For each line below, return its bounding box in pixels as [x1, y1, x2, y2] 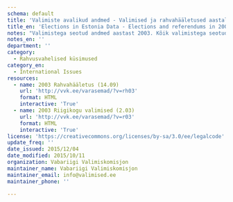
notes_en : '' [7, 36, 45, 43]
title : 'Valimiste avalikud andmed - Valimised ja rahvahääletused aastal [7, 17, 228, 24]
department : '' [7, 42, 51, 49]
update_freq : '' [7, 140, 54, 146]
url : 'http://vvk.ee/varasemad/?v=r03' [19, 113, 135, 120]
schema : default [7, 10, 54, 17]
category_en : [7, 62, 45, 69]
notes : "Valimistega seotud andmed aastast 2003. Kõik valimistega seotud [7, 29, 228, 37]
